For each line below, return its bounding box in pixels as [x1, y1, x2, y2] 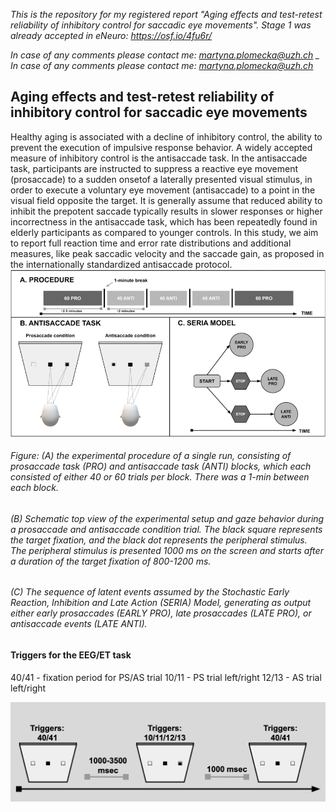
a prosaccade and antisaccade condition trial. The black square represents [10, 523, 323, 535]
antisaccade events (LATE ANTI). [10, 618, 148, 630]
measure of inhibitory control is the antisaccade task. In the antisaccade [10, 152, 308, 164]
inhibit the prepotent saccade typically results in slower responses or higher [10, 205, 323, 217]
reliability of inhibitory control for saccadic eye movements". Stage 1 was [10, 19, 312, 31]
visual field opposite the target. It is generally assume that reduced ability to [10, 194, 323, 206]
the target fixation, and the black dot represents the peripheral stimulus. [10, 534, 308, 546]
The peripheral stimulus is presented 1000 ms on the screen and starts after [10, 544, 324, 556]
